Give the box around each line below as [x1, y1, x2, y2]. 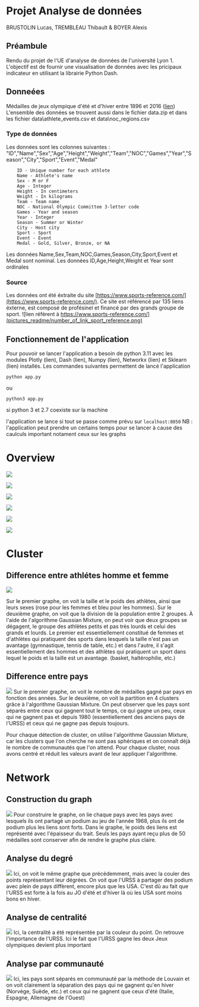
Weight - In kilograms [17, 193, 73, 200]
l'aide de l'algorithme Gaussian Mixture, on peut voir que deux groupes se [6, 616, 188, 623]
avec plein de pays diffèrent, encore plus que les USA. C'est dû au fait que [6, 882, 189, 889]
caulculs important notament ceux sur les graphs [6, 430, 127, 437]
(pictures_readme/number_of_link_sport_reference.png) [6, 317, 143, 324]
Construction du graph [6, 794, 92, 804]
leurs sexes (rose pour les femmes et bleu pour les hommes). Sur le [6, 604, 172, 611]
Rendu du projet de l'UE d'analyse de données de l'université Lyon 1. [6, 56, 174, 64]
